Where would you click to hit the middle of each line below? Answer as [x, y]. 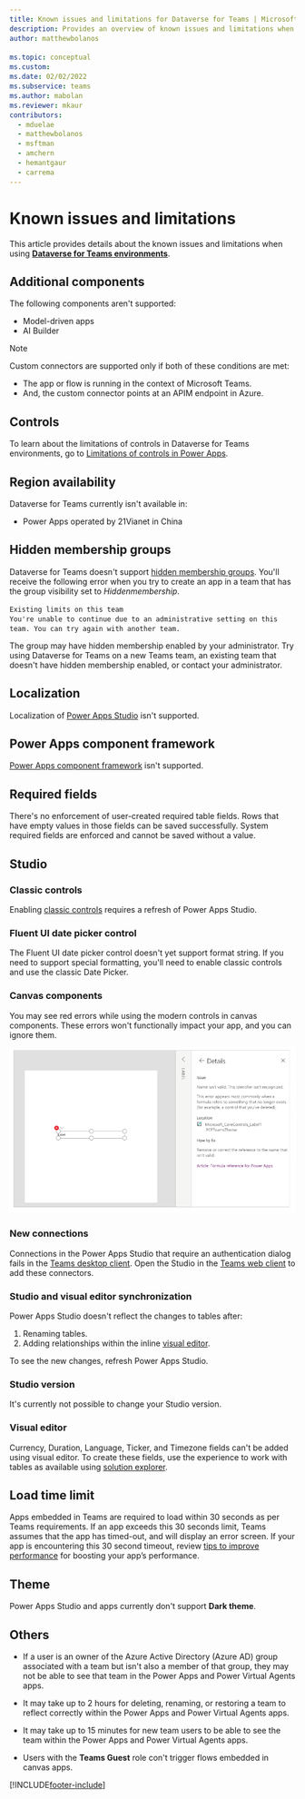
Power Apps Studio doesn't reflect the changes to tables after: [126, 1316]
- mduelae [36, 124]
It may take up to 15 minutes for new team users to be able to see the [152, 1730]
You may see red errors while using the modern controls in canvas [133, 1015]
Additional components [77, 282]
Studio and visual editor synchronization [101, 1296]
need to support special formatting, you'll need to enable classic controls [146, 963]
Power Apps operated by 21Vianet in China [103, 521]
